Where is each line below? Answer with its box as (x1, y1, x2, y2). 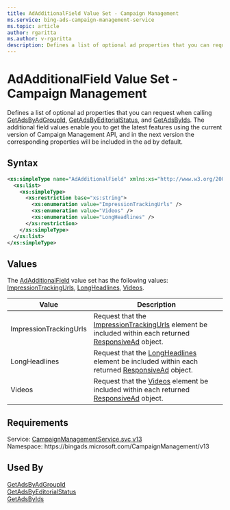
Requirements (7, 417, 68, 429)
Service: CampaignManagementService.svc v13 (7, 435, 142, 443)
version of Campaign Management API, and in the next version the (7, 130, 195, 138)
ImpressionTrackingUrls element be (93, 320, 208, 329)
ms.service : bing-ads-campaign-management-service (7, 16, 155, 23)
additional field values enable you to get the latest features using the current (7, 123, 222, 131)
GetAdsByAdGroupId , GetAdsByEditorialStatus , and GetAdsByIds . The (7, 116, 205, 124)
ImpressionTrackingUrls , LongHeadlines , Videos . (7, 283, 145, 292)
